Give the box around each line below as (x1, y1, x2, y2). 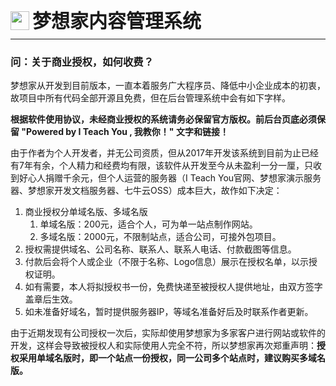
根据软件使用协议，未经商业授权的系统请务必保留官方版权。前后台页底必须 (10, 113, 317, 125)
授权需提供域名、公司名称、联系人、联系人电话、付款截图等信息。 (24, 243, 297, 255)
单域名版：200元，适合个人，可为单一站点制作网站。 (39, 218, 258, 230)
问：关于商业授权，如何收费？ (10, 55, 155, 69)
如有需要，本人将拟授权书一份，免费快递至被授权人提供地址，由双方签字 (24, 281, 323, 293)
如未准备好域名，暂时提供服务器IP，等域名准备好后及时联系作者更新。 (24, 306, 314, 318)
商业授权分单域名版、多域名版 (24, 206, 148, 218)
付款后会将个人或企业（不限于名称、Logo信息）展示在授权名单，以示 (24, 256, 310, 268)
